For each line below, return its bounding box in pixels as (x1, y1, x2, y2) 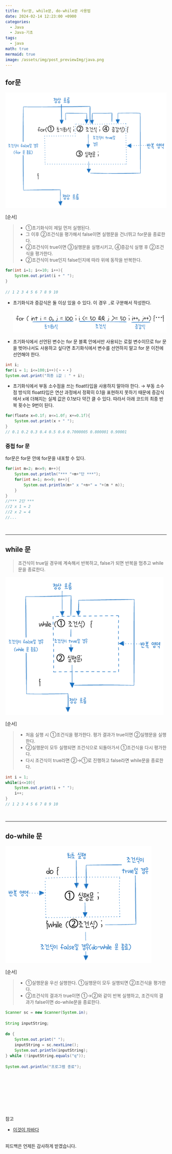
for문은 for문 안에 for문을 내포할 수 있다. (5, 455, 86, 461)
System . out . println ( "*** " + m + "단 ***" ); (14, 472, 101, 477)
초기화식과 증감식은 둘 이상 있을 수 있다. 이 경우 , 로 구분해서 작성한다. (12, 299, 152, 305)
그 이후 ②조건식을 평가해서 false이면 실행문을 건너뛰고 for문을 (25, 231, 152, 238)
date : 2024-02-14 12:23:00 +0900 (5, 13, 77, 19)
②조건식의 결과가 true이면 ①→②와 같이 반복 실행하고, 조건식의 (25, 993, 158, 999)
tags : (5, 35, 17, 41)
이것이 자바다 (12, 1127, 39, 1133)
